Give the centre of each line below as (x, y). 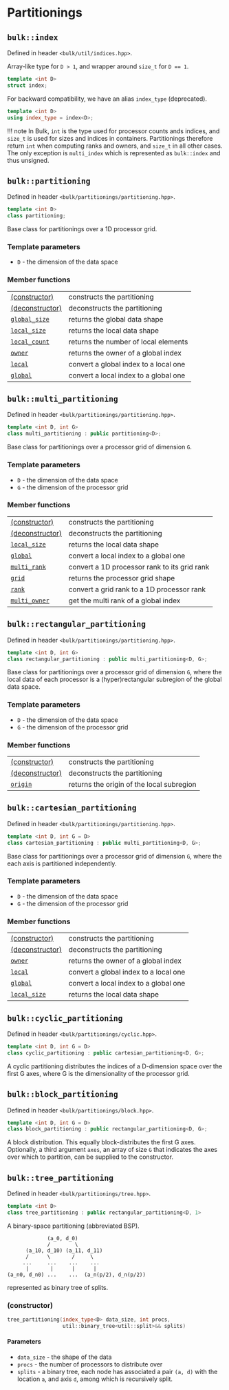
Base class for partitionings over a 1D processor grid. (82, 229)
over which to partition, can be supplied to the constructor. (90, 1157)
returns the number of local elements (128, 342)
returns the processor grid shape (122, 578)
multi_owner (30, 600)
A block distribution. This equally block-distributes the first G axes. (101, 1142)
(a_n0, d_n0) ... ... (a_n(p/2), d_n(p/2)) (77, 1275)
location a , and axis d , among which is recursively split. (95, 1379)
